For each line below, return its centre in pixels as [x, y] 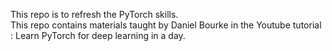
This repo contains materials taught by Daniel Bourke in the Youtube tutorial [166, 25]
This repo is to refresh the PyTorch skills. [94, 14]
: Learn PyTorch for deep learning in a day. [98, 35]
